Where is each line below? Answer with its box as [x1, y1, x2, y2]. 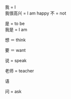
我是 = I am [5, 27, 28, 33]
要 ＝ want [5, 48, 26, 53]
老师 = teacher [5, 68, 34, 74]
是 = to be [5, 21, 25, 26]
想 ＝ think [5, 37, 26, 43]
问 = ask [5, 89, 22, 94]
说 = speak [5, 58, 27, 63]
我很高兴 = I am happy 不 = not [5, 10, 67, 16]
